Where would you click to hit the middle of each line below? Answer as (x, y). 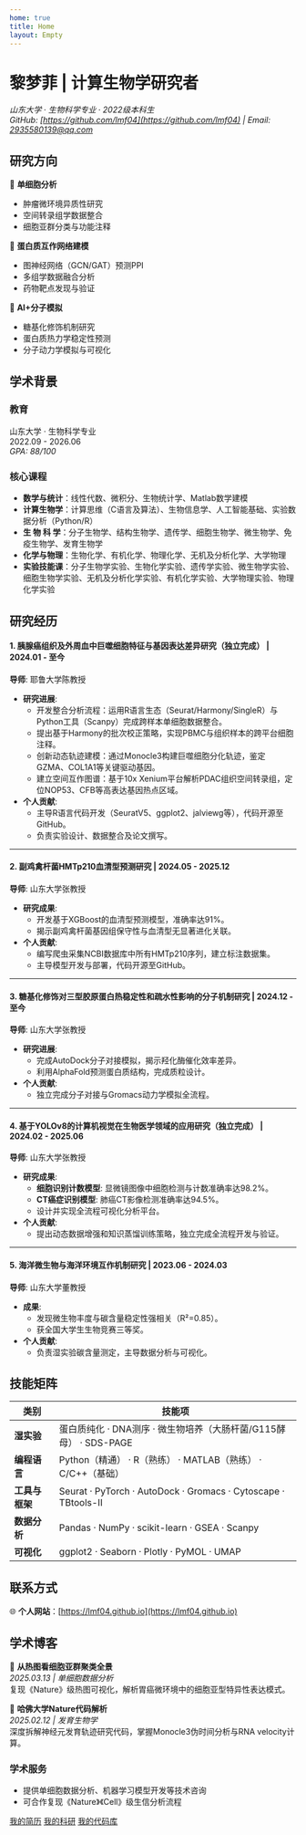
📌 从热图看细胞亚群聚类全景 (61, 1666)
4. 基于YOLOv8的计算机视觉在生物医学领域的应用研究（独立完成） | (137, 1126)
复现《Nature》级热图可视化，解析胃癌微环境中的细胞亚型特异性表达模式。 (150, 1689)
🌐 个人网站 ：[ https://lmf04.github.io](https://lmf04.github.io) (124, 1611)
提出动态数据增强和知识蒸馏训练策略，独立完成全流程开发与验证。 (160, 1234)
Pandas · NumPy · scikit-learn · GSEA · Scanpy (159, 1527)
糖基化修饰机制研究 (59, 327)
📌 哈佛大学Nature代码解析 (58, 1708)
